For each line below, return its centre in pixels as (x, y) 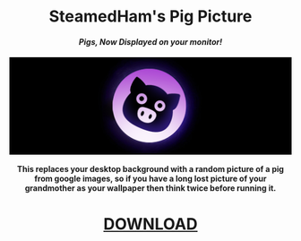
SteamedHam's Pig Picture (150, 17)
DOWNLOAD (150, 224)
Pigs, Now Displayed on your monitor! (150, 41)
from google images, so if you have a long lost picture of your (150, 178)
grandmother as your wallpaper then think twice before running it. (150, 188)
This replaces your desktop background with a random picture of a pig (150, 168)
